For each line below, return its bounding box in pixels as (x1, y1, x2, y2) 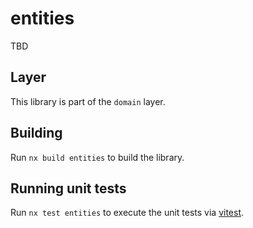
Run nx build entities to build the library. (10, 151, 185, 163)
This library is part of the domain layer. (10, 95, 166, 107)
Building (10, 125, 63, 142)
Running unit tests (10, 180, 127, 197)
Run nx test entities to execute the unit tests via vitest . (10, 207, 245, 219)
